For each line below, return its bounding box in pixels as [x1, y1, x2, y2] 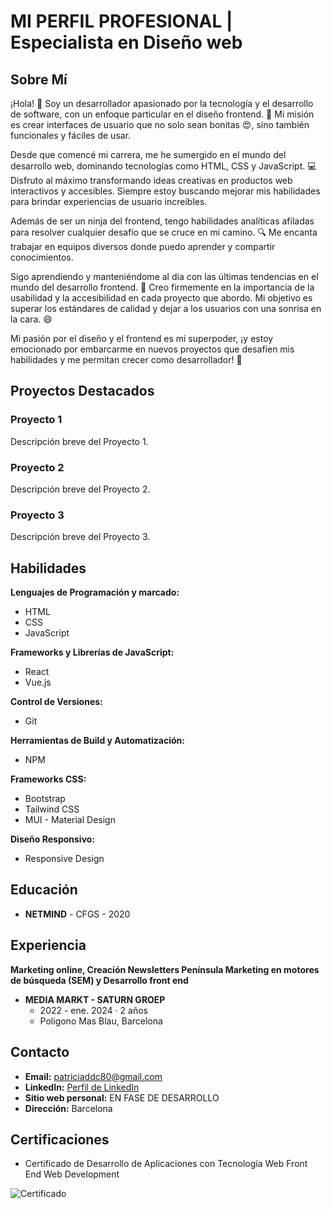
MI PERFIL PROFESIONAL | [10, 10, 233, 33]
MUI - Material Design [24, 814, 116, 826]
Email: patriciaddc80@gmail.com [24, 1070, 163, 1082]
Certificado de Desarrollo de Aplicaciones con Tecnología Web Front [24, 1158, 308, 1170]
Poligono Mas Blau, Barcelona [39, 1015, 163, 1027]
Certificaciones [10, 1131, 110, 1148]
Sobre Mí [10, 71, 68, 88]
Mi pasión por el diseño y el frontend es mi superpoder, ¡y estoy [10, 333, 274, 344]
